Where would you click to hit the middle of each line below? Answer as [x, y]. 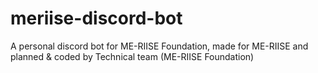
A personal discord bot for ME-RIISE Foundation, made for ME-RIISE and [159, 46]
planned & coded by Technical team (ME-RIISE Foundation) [132, 56]
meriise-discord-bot [96, 18]
